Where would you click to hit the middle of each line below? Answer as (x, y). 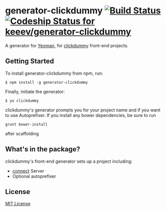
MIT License (18, 204)
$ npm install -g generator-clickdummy (47, 82)
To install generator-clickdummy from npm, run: (54, 73)
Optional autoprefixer (34, 176)
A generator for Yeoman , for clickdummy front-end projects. (67, 45)
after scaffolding (22, 133)
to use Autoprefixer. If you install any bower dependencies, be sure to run (81, 115)
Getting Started (30, 61)
